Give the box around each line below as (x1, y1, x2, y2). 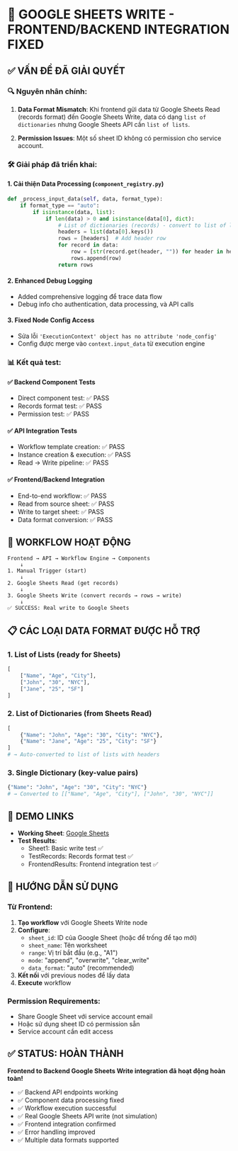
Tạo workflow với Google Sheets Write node (17, 918, 148, 926)
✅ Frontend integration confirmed (17, 1119, 116, 1128)
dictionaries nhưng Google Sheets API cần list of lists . (17, 120, 190, 128)
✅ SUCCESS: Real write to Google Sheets (7, 605, 130, 612)
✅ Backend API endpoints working (17, 1087, 118, 1096)
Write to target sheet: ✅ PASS (17, 507, 104, 516)
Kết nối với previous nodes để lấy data (17, 970, 130, 980)
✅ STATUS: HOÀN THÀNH (7, 1048, 124, 1060)
